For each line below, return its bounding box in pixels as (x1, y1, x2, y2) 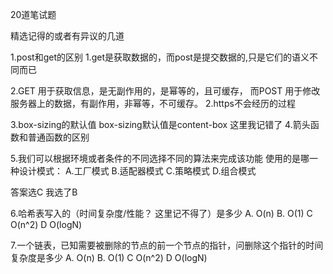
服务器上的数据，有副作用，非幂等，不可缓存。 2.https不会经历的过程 (10, 98, 296, 109)
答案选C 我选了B (10, 186, 78, 198)
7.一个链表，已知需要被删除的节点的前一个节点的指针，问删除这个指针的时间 (10, 239, 324, 251)
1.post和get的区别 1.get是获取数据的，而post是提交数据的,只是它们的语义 (10, 51, 310, 63)
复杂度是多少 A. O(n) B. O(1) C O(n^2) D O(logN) (10, 252, 208, 263)
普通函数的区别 (27, 131, 90, 143)
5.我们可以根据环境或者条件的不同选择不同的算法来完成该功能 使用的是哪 (10, 153, 310, 164)
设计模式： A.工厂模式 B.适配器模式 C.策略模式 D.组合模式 (18, 165, 257, 177)
